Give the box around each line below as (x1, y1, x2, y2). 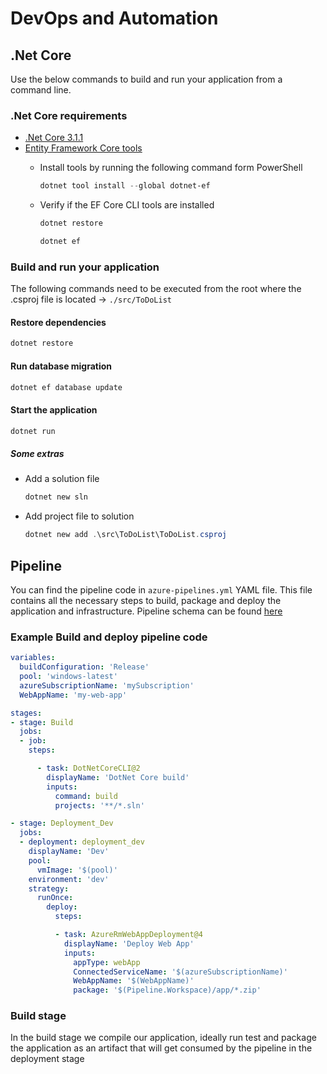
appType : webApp (73, 957, 141, 967)
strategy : (28, 883, 70, 894)
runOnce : (36, 893, 74, 903)
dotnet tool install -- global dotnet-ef (39, 181, 211, 191)
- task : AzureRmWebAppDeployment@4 (54, 930, 203, 940)
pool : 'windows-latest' (19, 672, 118, 682)
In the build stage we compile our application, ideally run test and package (10, 1032, 317, 1044)
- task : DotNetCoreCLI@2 (36, 763, 141, 774)
